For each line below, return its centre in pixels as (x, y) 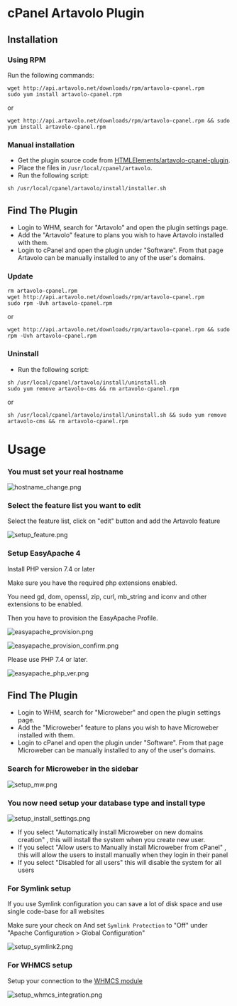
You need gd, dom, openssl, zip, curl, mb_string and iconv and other (107, 596)
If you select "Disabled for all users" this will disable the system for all (120, 863)
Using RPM (27, 60)
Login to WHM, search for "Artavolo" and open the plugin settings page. (123, 227)
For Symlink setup (39, 888)
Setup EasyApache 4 (44, 554)
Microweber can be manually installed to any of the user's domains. (117, 750)
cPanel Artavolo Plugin (76, 13)
